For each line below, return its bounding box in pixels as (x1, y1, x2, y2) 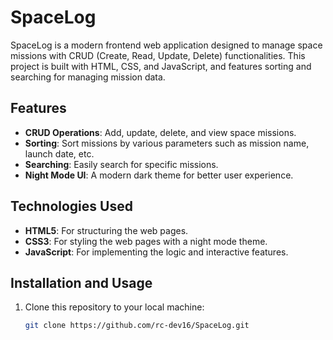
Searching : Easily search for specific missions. (24, 158, 219, 170)
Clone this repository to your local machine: (24, 301, 205, 313)
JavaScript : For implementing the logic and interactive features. (24, 246, 289, 258)
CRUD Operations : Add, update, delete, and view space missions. (24, 126, 297, 138)
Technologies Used (10, 198, 133, 215)
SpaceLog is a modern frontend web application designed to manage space (10, 39, 323, 51)
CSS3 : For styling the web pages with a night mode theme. (24, 235, 268, 247)
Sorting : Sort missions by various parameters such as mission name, (24, 137, 310, 149)
